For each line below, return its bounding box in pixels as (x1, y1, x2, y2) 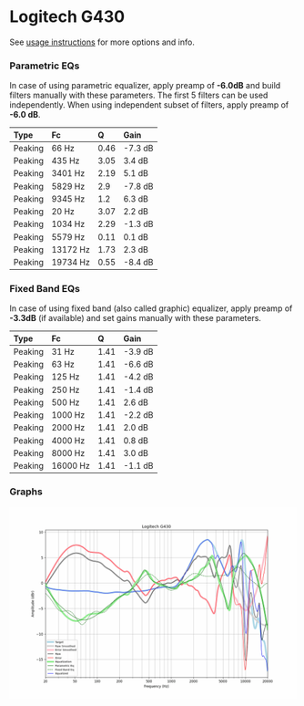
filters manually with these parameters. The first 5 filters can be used (9, 89, 269, 101)
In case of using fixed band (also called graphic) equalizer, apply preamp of (9, 303, 293, 314)
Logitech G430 (9, 6, 126, 27)
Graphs (9, 485, 43, 498)
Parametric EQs (9, 59, 80, 72)
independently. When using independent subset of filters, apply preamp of (9, 99, 289, 110)
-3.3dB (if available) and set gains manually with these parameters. (9, 313, 262, 324)
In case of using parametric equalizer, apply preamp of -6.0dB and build (9, 80, 281, 91)
